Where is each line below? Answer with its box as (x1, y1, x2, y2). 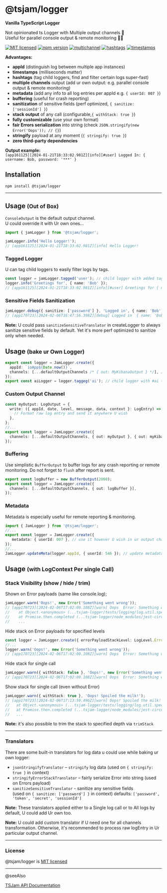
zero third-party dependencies (12, 138, 78, 144)
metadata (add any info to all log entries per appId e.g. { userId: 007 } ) (12, 90, 161, 96)
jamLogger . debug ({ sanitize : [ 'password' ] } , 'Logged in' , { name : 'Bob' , (5, 308, 164, 314)
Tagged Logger (5, 255, 43, 262)
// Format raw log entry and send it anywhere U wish (14, 411, 128, 416)
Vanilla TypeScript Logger (5, 20, 60, 26)
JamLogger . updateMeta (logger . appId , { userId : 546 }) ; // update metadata (5, 551, 164, 556)
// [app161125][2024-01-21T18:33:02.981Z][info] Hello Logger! (5, 244, 139, 249)
